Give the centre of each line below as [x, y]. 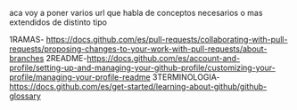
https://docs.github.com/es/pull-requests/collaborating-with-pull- [167, 39]
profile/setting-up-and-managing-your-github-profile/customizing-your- [143, 67]
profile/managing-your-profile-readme [80, 77]
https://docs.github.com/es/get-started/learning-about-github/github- [138, 86]
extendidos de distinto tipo [58, 22]
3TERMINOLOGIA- [186, 77]
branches [27, 58]
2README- [66, 58]
